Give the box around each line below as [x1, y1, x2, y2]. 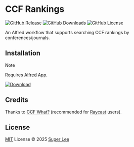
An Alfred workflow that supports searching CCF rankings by [5, 29, 130, 35]
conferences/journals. [5, 35, 50, 41]
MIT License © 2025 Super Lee [5, 136, 69, 142]
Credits [5, 96, 29, 104]
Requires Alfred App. [5, 72, 48, 78]
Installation [5, 49, 41, 57]
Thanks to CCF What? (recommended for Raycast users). [5, 109, 122, 115]
